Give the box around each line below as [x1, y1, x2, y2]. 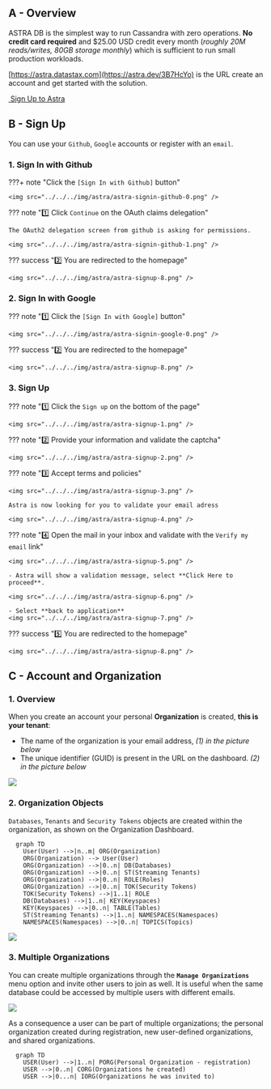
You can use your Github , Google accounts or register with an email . [8, 138, 234, 148]
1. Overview [8, 693, 56, 704]
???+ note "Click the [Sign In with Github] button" [8, 177, 180, 187]
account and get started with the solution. [8, 78, 148, 87]
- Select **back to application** [8, 606, 125, 615]
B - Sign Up [8, 117, 66, 131]
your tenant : [8, 721, 51, 730]
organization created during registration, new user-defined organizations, [8, 1027, 253, 1036]
